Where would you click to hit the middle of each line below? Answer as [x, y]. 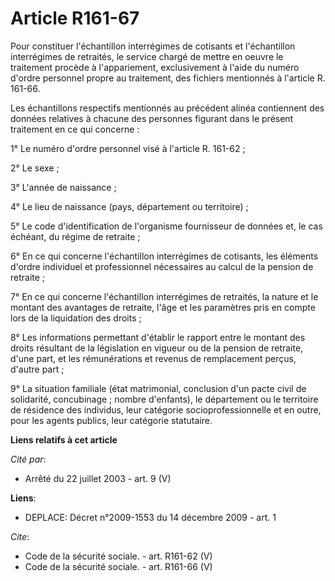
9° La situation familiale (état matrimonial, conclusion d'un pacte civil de [158, 388]
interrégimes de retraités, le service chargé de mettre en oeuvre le [147, 56]
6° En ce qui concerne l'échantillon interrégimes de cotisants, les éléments [164, 256]
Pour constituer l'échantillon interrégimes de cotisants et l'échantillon [153, 46]
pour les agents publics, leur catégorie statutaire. [111, 420]
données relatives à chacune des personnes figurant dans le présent [152, 118]
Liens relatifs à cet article [64, 439]
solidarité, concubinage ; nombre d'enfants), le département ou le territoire [164, 399]
